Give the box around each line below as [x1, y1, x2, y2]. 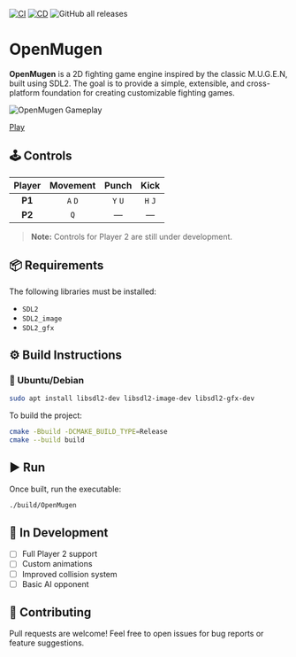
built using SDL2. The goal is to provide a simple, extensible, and [9, 78, 245, 89]
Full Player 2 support [21, 549, 98, 560]
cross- [246, 78, 271, 89]
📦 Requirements [9, 258, 104, 274]
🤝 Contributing [9, 605, 92, 620]
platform [9, 87, 40, 97]
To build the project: [9, 410, 82, 421]
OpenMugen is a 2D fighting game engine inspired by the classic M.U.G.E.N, [9, 68, 288, 79]
